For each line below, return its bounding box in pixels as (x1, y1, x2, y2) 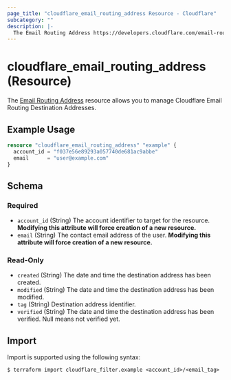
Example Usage (7, 123, 76, 135)
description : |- (7, 23, 54, 30)
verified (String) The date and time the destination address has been (16, 308, 214, 316)
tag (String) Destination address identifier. (16, 300, 136, 308)
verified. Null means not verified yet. (16, 315, 120, 324)
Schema (7, 180, 43, 191)
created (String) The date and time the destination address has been (16, 271, 211, 279)
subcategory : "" (7, 17, 54, 23)
